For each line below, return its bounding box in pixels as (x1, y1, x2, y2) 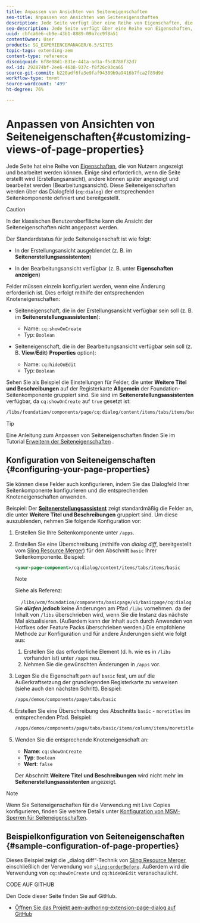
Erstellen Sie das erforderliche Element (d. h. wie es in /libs (23, 648, 171, 656)
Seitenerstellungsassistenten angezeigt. (14, 779, 117, 786)
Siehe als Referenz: (14, 587, 62, 594)
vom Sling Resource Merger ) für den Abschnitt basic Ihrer (14, 547, 157, 554)
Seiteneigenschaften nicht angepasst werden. (6, 223, 119, 230)
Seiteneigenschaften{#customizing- (6, 130, 191, 144)
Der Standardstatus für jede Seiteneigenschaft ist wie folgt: (6, 235, 151, 242)
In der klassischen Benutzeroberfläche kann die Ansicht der (6, 217, 153, 224)
